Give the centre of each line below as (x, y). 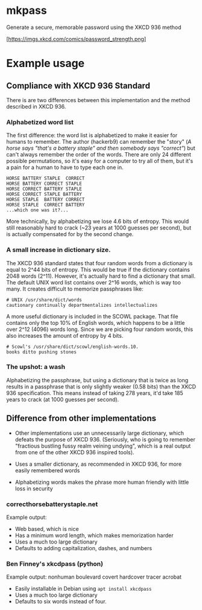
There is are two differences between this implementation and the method (98, 100)
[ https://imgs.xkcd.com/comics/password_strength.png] (76, 39)
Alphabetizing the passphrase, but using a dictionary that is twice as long (97, 380)
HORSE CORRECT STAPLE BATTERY (44, 194)
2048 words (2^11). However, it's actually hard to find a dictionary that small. (101, 276)
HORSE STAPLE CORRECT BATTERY (46, 205)
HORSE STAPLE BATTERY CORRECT (46, 200)
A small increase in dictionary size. (58, 250)
